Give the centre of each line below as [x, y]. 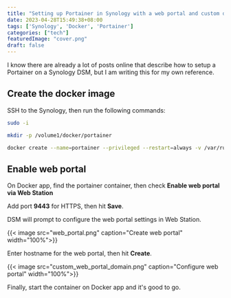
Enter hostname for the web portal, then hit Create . [80, 253]
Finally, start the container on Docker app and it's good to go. [94, 287]
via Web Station [30, 193]
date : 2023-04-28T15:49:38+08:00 [55, 20]
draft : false [26, 45]
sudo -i [18, 123]
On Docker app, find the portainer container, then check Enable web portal [113, 185]
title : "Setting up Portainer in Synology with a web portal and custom [113, 13]
